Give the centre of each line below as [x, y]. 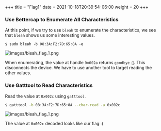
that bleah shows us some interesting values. [50, 35]
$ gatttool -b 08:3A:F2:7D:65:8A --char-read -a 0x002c [63, 105]
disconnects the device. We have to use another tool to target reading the [79, 68]
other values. [18, 73]
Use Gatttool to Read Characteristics [49, 85]
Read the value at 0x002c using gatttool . [46, 96]
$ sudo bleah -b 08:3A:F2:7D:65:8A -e [44, 44]
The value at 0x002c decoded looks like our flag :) [54, 124]
